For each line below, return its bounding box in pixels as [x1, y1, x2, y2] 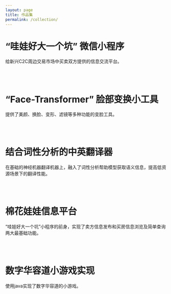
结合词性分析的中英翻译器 [5, 146, 113, 158]
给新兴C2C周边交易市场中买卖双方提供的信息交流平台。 [5, 58, 122, 64]
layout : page [5, 7, 33, 13]
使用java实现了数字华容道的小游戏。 [5, 283, 81, 289]
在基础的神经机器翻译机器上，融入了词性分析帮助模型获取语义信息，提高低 [5, 164, 162, 170]
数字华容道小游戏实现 [5, 265, 95, 277]
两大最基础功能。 [5, 230, 41, 236]
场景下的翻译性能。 [9, 170, 50, 177]
